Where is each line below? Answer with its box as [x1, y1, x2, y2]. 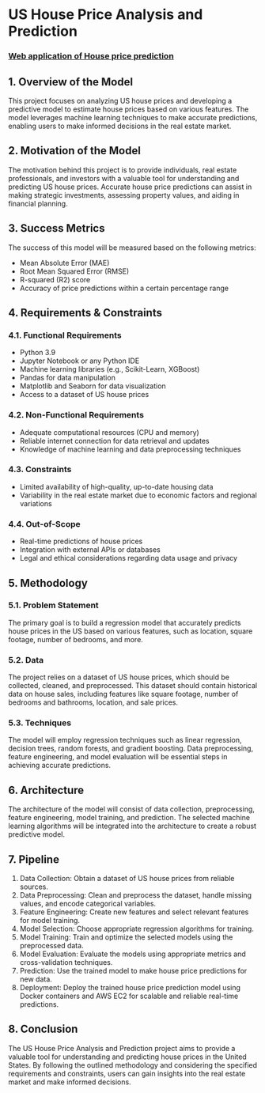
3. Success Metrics [8, 221, 105, 235]
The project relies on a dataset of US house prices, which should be [8, 672, 229, 682]
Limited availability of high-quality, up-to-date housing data [19, 482, 214, 491]
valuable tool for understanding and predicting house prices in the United [8, 1052, 247, 1061]
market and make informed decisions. [8, 1077, 132, 1087]
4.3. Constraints [8, 464, 72, 475]
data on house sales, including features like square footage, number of [8, 690, 239, 699]
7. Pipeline [8, 853, 59, 866]
